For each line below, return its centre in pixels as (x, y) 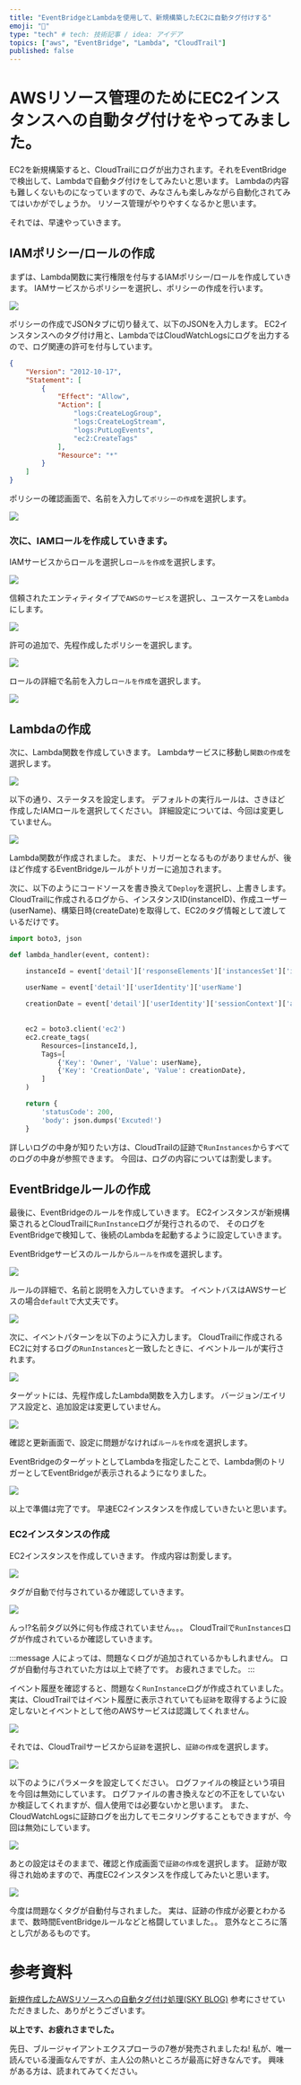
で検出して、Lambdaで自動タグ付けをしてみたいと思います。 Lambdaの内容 (149, 181)
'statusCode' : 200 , (78, 1112)
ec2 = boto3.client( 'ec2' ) (76, 1029)
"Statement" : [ (54, 380)
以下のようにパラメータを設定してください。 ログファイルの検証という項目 (147, 1782)
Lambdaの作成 (50, 729)
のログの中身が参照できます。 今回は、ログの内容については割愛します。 (143, 1158)
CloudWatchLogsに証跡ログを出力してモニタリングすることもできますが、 (146, 1816)
